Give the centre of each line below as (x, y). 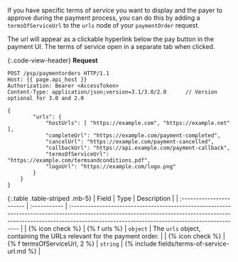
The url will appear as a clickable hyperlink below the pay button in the (111, 39)
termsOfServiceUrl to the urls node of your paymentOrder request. (104, 25)
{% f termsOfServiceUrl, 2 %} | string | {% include (82, 244)
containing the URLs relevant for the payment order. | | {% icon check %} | (117, 236)
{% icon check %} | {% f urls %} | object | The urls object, (114, 229)
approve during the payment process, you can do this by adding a (104, 18)
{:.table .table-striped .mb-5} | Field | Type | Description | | (93, 198)
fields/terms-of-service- (194, 244)
